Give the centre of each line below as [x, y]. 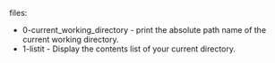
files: [18, 13]
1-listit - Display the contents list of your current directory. [129, 49]
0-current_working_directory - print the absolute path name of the [144, 30]
